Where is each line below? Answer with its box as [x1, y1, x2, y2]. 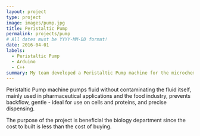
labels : [6, 48, 26, 54]
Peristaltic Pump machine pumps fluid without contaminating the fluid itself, [6, 86, 192, 93]
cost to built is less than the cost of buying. [6, 123, 112, 130]
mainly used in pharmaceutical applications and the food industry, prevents [6, 92, 191, 100]
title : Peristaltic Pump [6, 25, 68, 32]
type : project [6, 14, 42, 20]
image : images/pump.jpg [6, 20, 65, 26]
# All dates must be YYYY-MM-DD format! [6, 36, 108, 42]
